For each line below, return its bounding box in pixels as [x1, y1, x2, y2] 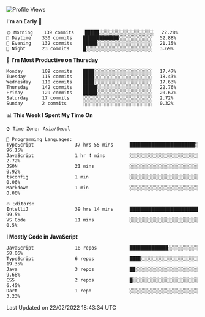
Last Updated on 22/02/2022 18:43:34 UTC [6, 304, 116, 311]
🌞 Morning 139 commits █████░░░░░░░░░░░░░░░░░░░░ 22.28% [6, 29, 179, 36]
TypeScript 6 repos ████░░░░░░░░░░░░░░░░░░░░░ [6, 256, 199, 262]
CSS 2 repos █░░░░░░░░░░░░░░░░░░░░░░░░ [6, 277, 199, 283]
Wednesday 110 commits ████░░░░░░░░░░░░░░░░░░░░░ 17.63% [6, 79, 176, 85]
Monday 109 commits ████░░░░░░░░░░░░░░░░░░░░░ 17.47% [6, 68, 176, 74]
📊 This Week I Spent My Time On [6, 112, 93, 119]
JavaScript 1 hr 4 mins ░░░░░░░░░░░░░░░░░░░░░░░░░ [6, 153, 199, 159]
